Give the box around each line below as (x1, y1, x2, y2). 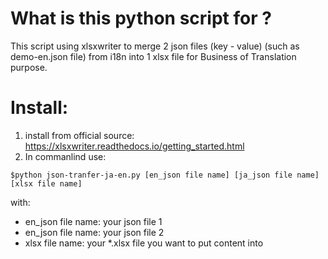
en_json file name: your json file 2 (24, 226, 165, 238)
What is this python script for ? (10, 7, 272, 30)
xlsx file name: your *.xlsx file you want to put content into (24, 237, 264, 249)
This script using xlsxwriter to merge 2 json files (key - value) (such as (10, 40, 300, 52)
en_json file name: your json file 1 (24, 215, 163, 227)
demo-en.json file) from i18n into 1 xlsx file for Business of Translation (10, 50, 297, 62)
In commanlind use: (24, 150, 107, 162)
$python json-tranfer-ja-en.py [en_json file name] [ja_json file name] (10, 170, 320, 180)
